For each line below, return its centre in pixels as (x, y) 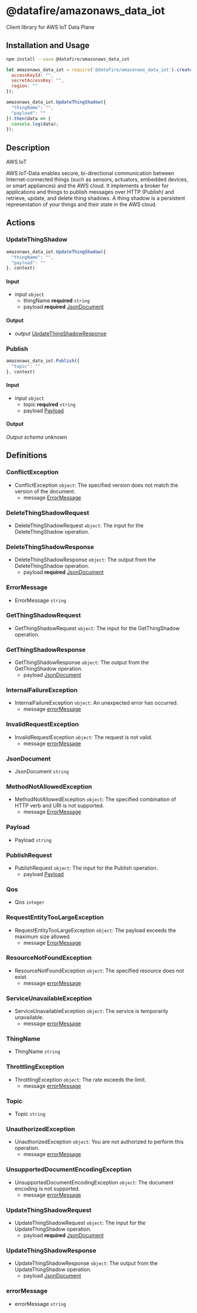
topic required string (49, 404)
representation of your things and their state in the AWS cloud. (81, 204)
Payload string (33, 840)
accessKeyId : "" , (33, 75)
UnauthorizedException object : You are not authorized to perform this (99, 1142)
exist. (21, 977)
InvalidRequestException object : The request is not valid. (84, 737)
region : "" (25, 86)
